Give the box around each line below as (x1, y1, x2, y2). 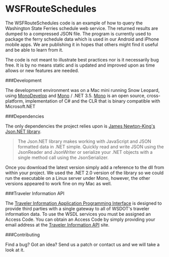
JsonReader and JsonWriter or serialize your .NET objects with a (17, 149, 153, 155)
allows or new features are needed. (5, 67, 79, 74)
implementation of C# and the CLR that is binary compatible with (25, 98, 161, 104)
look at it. (5, 247, 25, 253)
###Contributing (5, 232, 40, 238)
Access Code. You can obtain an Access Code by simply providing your (5, 216, 156, 222)
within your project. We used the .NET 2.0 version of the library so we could (5, 170, 164, 176)
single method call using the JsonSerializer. (17, 154, 109, 160)
